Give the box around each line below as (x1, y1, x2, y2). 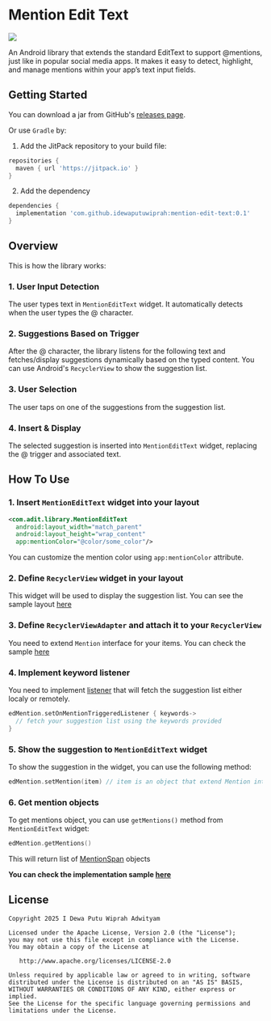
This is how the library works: (8, 260, 106, 270)
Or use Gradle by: (8, 125, 67, 135)
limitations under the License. (8, 1006, 117, 1015)
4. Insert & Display (8, 422, 81, 433)
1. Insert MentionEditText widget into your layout (8, 497, 200, 508)
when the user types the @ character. (8, 308, 134, 318)
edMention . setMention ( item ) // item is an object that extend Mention (8, 778, 251, 786)
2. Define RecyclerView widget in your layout (8, 572, 184, 584)
